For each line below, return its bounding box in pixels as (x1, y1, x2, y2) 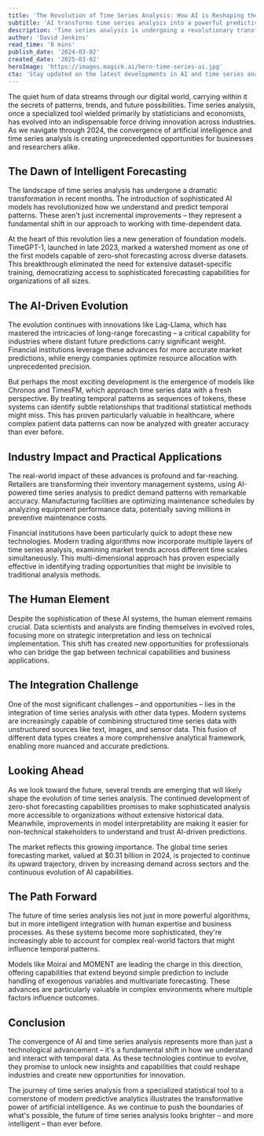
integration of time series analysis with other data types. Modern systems (8, 707, 247, 717)
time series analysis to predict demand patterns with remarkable (38, 488, 247, 497)
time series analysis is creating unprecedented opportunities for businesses (8, 133, 254, 143)
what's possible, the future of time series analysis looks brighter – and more (8, 1111, 254, 1120)
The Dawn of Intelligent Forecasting (8, 165, 187, 178)
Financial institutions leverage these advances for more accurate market (8, 345, 242, 355)
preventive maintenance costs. (8, 513, 108, 522)
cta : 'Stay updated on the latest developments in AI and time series (8, 70, 244, 78)
